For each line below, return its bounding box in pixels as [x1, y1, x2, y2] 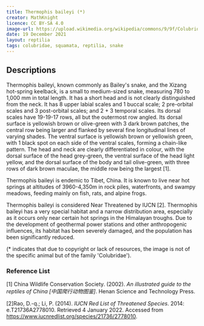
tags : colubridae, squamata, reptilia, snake [6, 43, 123, 49]
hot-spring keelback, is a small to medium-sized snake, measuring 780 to [6, 87, 190, 95]
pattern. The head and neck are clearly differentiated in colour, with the [6, 145, 185, 153]
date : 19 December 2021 [6, 32, 67, 38]
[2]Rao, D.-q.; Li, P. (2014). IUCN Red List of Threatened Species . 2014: [6, 299, 185, 307]
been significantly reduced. [6, 233, 75, 241]
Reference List [6, 267, 50, 275]
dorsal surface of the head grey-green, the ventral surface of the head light [6, 152, 195, 159]
